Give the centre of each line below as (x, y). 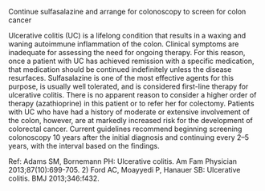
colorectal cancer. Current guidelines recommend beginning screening (125, 129)
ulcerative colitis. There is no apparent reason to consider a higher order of (132, 95)
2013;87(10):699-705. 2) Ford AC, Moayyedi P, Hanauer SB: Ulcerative (124, 170)
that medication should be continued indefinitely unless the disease (120, 70)
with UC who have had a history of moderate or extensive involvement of (129, 112)
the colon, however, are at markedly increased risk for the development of (130, 120)
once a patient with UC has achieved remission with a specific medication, (131, 61)
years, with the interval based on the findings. (84, 146)
